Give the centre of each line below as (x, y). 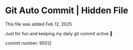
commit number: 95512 (28, 43)
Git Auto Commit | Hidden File (67, 11)
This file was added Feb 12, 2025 (39, 24)
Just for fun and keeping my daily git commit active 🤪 (59, 33)
